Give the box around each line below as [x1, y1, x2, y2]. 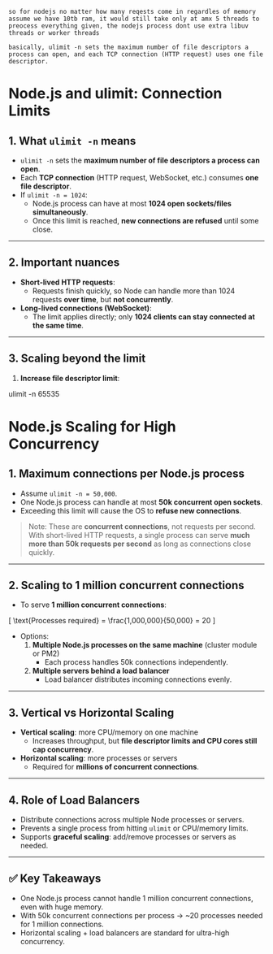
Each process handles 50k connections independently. [44, 657, 229, 667]
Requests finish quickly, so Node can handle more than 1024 [32, 285, 236, 296]
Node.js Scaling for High [8, 417, 176, 436]
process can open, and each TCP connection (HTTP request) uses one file [8, 50, 264, 59]
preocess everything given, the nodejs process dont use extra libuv [8, 22, 249, 30]
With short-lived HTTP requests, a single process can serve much [28, 530, 250, 540]
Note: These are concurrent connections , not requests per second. [28, 521, 256, 531]
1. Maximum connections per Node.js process [8, 467, 245, 481]
